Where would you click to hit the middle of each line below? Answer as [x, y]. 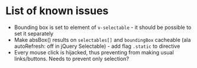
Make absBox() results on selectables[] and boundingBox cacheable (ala [102, 40]
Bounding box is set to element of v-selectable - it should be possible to [103, 27]
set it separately [34, 33]
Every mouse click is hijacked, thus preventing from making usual [94, 52]
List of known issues [57, 11]
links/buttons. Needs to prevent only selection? [72, 59]
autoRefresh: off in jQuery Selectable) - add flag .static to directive [97, 46]
